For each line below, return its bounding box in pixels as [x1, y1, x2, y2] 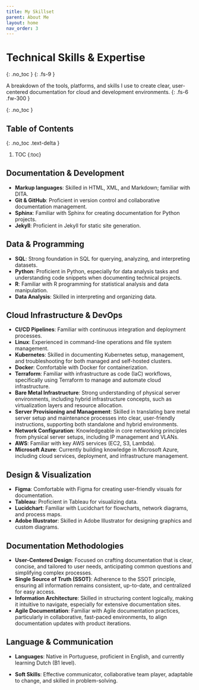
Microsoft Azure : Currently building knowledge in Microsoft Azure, [14, 446, 179, 453]
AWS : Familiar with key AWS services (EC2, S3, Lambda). [14, 440, 156, 447]
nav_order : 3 [6, 25, 39, 32]
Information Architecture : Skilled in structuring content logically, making [14, 595, 194, 602]
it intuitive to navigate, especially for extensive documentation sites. [14, 601, 181, 608]
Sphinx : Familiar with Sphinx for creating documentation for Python [14, 209, 180, 216]
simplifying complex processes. [14, 569, 93, 576]
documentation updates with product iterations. [14, 620, 132, 627]
